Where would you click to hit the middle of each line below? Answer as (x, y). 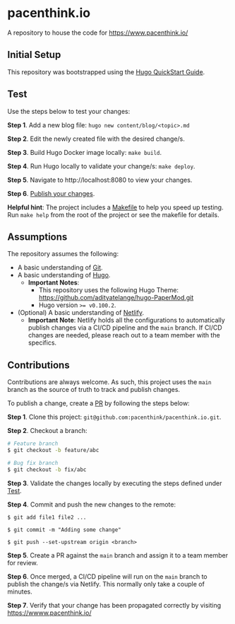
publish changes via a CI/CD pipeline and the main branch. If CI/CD (125, 328)
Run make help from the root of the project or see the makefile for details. (114, 214)
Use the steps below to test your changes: (69, 111)
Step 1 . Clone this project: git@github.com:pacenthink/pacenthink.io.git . (114, 417)
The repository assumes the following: (63, 254)
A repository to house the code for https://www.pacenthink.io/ (98, 33)
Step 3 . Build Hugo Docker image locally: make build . (85, 152)
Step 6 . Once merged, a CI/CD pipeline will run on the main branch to (107, 576)
